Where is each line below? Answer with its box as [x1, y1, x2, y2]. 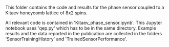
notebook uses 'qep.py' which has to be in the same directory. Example [5, 25, 156, 31]
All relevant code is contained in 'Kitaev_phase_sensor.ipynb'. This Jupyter [5, 20, 162, 26]
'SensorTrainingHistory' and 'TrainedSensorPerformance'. [5, 36, 128, 42]
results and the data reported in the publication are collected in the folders [5, 31, 162, 36]
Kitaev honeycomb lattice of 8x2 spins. [5, 10, 88, 16]
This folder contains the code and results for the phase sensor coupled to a [5, 5, 164, 10]
